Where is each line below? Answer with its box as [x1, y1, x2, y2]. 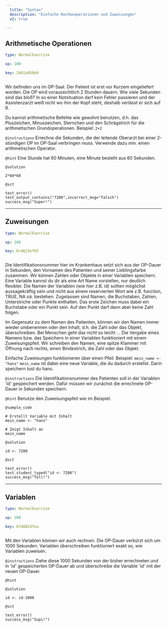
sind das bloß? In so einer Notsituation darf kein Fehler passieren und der [5, 94, 156, 100]
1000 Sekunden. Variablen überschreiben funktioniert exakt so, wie [5, 542, 143, 548]
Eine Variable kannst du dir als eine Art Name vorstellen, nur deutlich [5, 278, 146, 284]
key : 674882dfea [5, 524, 39, 529]
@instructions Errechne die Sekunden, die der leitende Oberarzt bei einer [5, 135, 157, 141]
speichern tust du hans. [5, 366, 54, 372]
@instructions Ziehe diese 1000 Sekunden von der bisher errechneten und [5, 557, 159, 563]
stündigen [5, 140, 26, 146]
